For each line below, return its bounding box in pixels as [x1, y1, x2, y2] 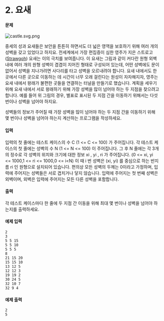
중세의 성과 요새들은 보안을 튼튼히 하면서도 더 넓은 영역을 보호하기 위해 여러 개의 [5, 43, 159, 49]
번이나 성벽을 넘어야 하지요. [5, 99, 58, 105]
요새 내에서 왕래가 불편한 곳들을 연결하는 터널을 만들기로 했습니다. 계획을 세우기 [5, 80, 157, 86]
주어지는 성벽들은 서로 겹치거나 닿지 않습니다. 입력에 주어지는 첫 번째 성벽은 [14, 170, 159, 176]
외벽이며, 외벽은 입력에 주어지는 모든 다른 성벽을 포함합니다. [5, 176, 119, 182]
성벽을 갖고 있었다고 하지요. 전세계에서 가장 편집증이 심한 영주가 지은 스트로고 [5, 50, 153, 56]
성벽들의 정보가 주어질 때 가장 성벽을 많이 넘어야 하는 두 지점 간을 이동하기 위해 [5, 109, 156, 115]
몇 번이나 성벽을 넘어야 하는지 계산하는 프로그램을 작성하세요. [5, 115, 122, 121]
